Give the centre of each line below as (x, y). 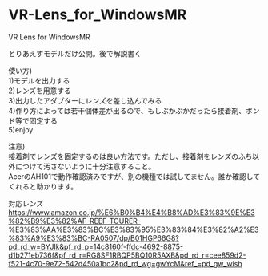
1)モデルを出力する (39, 80)
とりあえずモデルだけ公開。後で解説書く (75, 53)
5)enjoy (21, 129)
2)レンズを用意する (40, 91)
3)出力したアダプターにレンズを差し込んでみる (85, 100)
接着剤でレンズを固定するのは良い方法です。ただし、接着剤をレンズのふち (130, 156)
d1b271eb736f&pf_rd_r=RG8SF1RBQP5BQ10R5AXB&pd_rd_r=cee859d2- (127, 255)
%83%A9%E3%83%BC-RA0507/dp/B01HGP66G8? (94, 237)
